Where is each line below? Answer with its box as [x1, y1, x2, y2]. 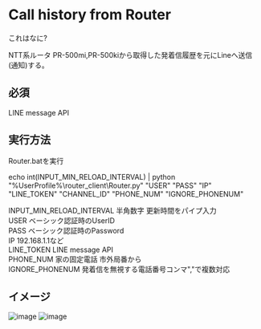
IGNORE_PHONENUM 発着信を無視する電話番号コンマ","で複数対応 [8, 264, 230, 274]
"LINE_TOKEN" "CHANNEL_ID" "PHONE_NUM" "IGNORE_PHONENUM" [8, 189, 244, 198]
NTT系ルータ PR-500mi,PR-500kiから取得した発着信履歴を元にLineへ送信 [8, 50, 253, 59]
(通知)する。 [8, 60, 50, 70]
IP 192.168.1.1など [8, 235, 64, 246]
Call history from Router [8, 6, 171, 24]
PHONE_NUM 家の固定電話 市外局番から [8, 254, 142, 264]
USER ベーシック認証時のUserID [8, 215, 115, 225]
